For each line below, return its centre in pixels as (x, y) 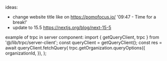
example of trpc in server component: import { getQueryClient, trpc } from (82, 37)
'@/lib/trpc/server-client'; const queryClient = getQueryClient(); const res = (84, 42)
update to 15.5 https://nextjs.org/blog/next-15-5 (62, 27)
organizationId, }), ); (26, 53)
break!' (20, 22)
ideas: (12, 7)
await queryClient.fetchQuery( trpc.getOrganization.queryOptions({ (75, 48)
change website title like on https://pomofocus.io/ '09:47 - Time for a (84, 17)
